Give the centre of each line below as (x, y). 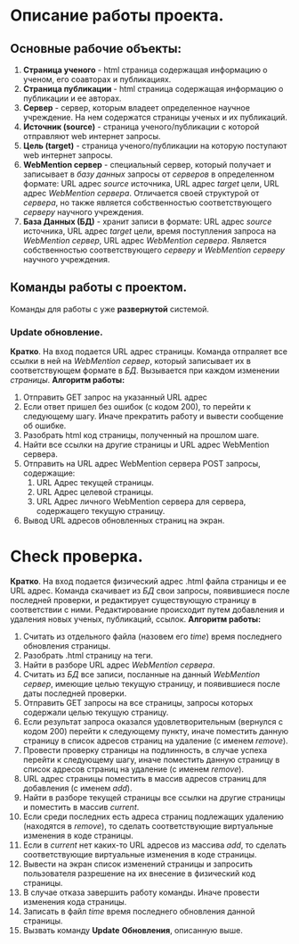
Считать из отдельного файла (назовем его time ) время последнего (153, 637)
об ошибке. (44, 426)
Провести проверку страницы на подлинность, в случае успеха (145, 750)
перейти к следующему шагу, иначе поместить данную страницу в (151, 760)
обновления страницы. (66, 646)
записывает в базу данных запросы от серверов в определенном (149, 174)
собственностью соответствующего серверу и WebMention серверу (154, 250)
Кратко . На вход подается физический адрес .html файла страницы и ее (149, 582)
